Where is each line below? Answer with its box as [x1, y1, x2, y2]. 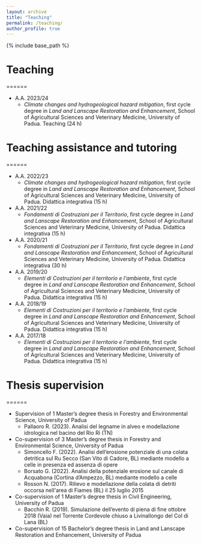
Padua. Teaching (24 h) [23, 120, 82, 127]
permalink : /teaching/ [6, 20, 63, 26]
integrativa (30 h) [23, 262, 67, 269]
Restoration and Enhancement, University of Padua [14, 531, 142, 539]
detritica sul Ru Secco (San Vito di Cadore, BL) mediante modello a [23, 455, 189, 462]
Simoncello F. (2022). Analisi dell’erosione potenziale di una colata [23, 449, 188, 456]
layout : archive [6, 8, 47, 15]
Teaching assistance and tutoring [6, 141, 177, 155]
